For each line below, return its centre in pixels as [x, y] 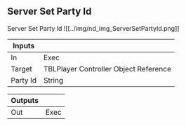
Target [22, 69]
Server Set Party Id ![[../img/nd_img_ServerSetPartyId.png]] [93, 28]
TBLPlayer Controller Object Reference [107, 69]
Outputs [25, 100]
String [53, 80]
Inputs [24, 45]
